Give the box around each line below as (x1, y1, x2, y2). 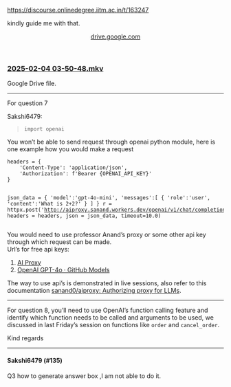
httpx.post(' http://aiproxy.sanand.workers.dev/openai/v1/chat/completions (7, 206, 229, 214)
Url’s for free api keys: (7, 245, 70, 254)
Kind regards (7, 334, 44, 342)
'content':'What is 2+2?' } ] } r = (7, 201, 112, 208)
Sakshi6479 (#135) (7, 356, 63, 364)
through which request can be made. (7, 238, 112, 246)
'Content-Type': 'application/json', (19, 164, 128, 171)
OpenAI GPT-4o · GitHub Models (16, 266, 110, 274)
